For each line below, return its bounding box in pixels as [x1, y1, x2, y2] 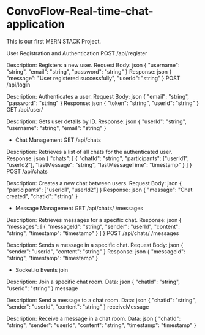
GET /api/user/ [6, 106, 43, 113]
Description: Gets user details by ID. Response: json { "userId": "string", [6, 118, 187, 125]
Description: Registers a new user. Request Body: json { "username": [6, 61, 180, 69]
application [6, 17, 65, 31]
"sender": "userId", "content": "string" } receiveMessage [6, 302, 149, 310]
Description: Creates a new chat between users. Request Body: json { [6, 179, 182, 187]
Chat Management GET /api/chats [15, 136, 102, 144]
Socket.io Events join [15, 266, 69, 274]
